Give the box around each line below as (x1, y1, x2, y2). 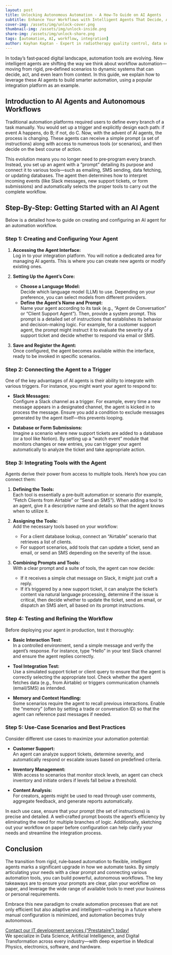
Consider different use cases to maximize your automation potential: (5, 735, 149, 742)
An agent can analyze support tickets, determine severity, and (12, 751, 144, 757)
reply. (20, 581, 33, 587)
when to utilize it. (12, 508, 49, 514)
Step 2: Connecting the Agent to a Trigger (5, 366, 111, 373)
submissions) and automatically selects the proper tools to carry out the (5, 183, 157, 189)
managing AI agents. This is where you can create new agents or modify (12, 257, 166, 264)
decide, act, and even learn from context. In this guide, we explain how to (5, 71, 160, 77)
